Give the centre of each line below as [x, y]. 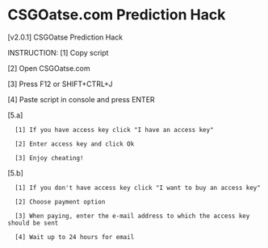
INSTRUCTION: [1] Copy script [58, 52]
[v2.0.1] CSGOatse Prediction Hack [65, 37]
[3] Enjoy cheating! [49, 158]
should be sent [33, 223]
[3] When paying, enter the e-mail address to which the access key [132, 216]
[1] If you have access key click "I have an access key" [115, 130]
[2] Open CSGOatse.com [49, 68]
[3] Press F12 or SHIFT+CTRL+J [60, 84]
